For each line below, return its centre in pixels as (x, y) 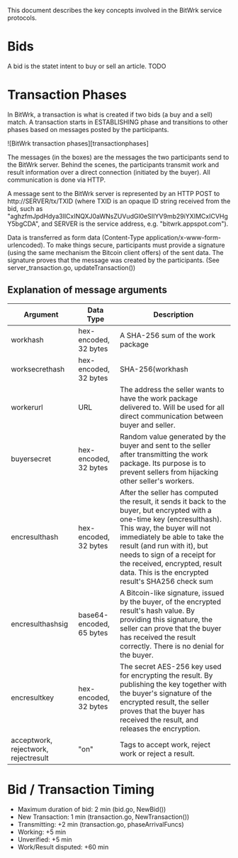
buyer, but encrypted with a (166, 510)
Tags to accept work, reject (165, 744)
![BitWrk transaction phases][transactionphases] (78, 143)
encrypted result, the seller (164, 702)
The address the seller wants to (172, 389)
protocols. (22, 18)
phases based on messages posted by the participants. (88, 129)
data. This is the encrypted (164, 572)
